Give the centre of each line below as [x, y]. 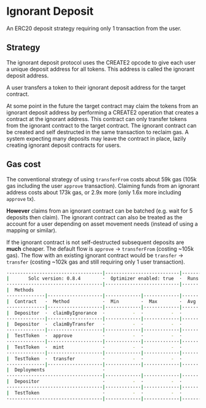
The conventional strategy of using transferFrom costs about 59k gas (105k [102, 179]
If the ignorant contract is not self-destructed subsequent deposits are [95, 242]
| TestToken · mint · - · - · [94, 347]
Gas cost [24, 164]
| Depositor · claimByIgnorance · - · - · [94, 313]
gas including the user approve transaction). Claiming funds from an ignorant [103, 186]
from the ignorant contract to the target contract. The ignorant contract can [101, 125]
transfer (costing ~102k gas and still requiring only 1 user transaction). [96, 262]
